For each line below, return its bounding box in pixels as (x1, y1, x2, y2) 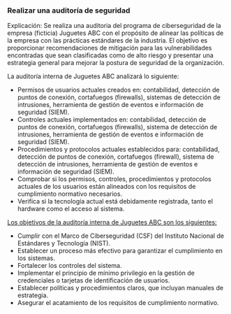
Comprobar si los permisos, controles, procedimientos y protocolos (17, 175, 211, 183)
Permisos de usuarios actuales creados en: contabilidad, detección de (17, 86, 220, 94)
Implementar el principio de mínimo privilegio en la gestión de (17, 269, 195, 278)
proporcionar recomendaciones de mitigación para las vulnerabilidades (7, 44, 212, 52)
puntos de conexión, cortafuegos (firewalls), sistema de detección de (17, 123, 218, 131)
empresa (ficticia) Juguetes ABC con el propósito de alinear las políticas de (7, 29, 224, 37)
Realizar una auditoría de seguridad (7, 6, 131, 15)
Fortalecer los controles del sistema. (17, 262, 122, 270)
